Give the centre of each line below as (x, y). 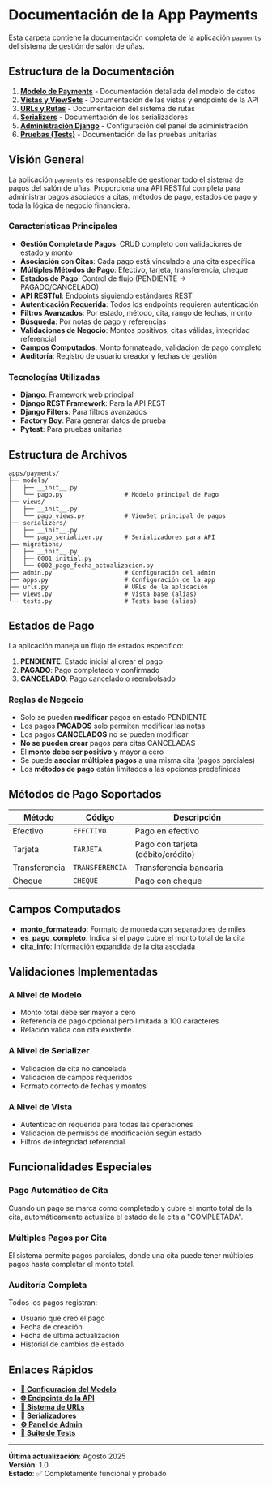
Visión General (47, 160)
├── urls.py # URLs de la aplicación (108, 587)
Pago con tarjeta (166, 844)
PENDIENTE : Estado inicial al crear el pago (91, 661)
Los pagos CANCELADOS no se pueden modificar (104, 734)
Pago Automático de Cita (58, 1191)
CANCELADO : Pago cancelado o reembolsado (98, 678)
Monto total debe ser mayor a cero (78, 1013)
